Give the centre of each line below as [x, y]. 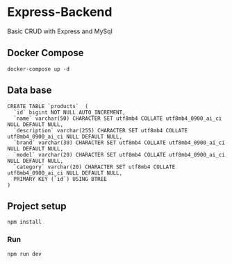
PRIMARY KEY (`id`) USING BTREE [60, 179]
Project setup [37, 206]
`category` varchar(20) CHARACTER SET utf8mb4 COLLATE [94, 167]
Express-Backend [60, 12]
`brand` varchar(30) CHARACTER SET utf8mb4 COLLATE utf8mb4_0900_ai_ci [119, 143]
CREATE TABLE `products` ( [48, 106]
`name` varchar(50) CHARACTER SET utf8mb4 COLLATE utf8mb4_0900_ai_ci [118, 118]
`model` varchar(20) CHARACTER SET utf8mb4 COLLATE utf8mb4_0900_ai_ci [119, 155]
